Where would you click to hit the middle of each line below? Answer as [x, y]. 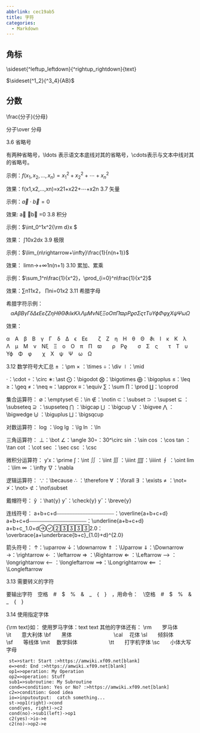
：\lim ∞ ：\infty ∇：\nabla [40, 467]
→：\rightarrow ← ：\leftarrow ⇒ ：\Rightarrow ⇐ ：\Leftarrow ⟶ [88, 555]
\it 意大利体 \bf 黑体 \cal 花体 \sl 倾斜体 [90, 635]
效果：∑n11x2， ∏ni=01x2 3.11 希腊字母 [53, 291]
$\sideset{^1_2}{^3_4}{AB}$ [40, 81]
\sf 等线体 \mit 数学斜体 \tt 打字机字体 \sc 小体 [93, 642]
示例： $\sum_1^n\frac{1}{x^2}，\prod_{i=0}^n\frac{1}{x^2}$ [79, 278]
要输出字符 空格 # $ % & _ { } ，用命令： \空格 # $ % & [99, 595]
